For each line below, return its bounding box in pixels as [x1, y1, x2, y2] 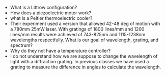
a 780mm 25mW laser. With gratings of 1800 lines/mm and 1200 [10, 26, 145, 32]
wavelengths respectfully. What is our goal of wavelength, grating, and [10, 37, 159, 43]
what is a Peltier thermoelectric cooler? [10, 15, 93, 21]
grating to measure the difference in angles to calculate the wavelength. [10, 64, 161, 70]
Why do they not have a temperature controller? [10, 48, 111, 54]
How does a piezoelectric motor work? [10, 10, 92, 16]
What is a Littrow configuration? [10, 5, 77, 10]
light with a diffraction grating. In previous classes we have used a [10, 59, 149, 64]
